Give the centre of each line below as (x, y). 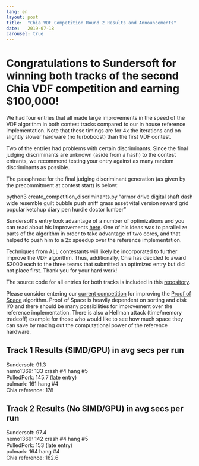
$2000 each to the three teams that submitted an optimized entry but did (96, 264)
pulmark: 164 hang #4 (33, 451)
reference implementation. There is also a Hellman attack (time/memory (94, 313)
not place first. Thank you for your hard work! (62, 271)
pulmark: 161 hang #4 (32, 383)
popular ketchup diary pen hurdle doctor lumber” (66, 210)
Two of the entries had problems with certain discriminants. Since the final (97, 148)
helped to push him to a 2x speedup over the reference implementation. (94, 240)
